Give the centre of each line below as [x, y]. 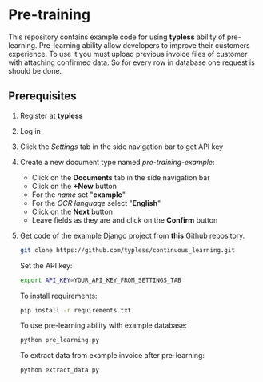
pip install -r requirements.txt [76, 310]
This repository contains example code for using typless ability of [117, 37]
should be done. [35, 70]
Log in [30, 131]
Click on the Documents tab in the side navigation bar [121, 177]
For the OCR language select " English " [96, 203]
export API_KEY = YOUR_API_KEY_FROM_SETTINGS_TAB [100, 280]
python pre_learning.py [60, 340]
